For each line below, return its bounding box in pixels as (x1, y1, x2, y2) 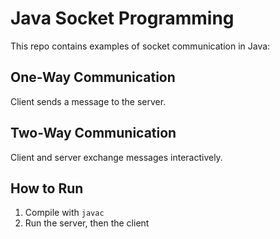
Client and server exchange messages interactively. (10, 151, 223, 163)
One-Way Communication (10, 69, 176, 86)
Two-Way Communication (10, 125, 177, 142)
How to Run (10, 180, 84, 197)
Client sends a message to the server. (10, 95, 167, 107)
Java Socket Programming (10, 7, 235, 30)
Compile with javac (24, 207, 105, 219)
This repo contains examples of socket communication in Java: (10, 40, 271, 52)
